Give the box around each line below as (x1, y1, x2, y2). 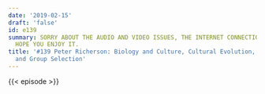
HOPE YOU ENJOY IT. (15, 41, 80, 49)
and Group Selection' (15, 56, 87, 63)
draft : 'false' (8, 19, 58, 27)
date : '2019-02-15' (8, 11, 73, 20)
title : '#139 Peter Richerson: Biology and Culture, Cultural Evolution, (8, 48, 256, 56)
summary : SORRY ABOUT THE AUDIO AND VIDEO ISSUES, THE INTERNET (8, 33, 224, 42)
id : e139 (8, 26, 37, 34)
